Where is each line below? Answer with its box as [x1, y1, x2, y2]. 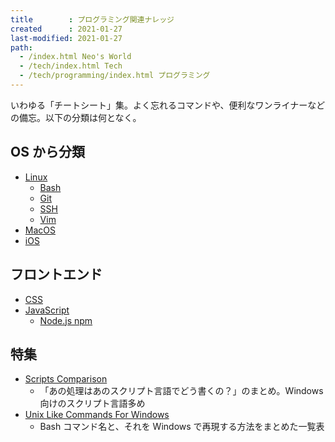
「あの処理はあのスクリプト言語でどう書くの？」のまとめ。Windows [39, 385, 324, 397]
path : [10, 42, 33, 53]
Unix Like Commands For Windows [24, 409, 170, 421]
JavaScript [24, 304, 70, 316]
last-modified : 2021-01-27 [10, 33, 123, 43]
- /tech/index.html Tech [19, 61, 123, 71]
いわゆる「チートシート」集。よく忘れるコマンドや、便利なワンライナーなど [10, 99, 326, 111]
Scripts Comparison [24, 373, 108, 385]
